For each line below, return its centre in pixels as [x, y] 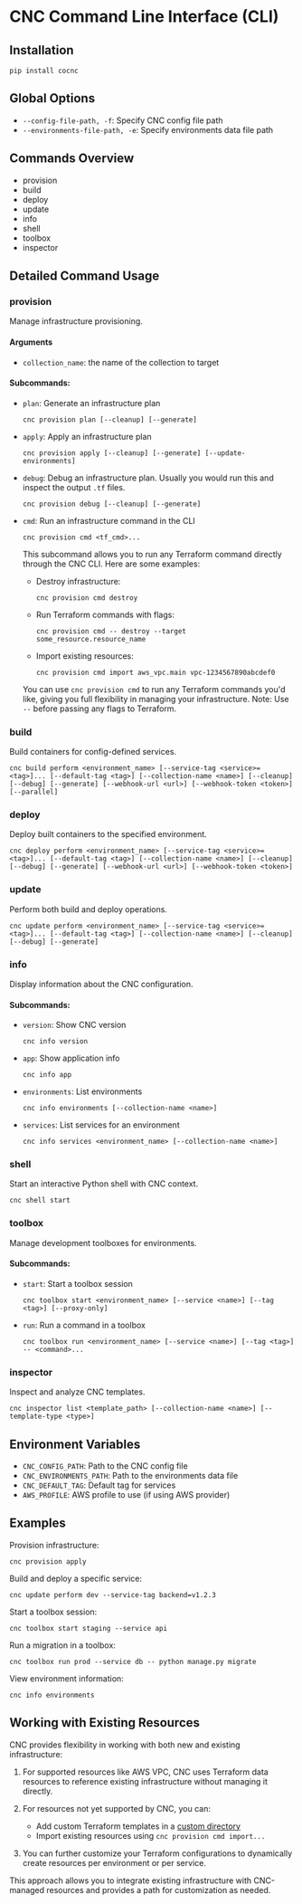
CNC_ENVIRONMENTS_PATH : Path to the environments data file [130, 1476]
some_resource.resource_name [91, 639]
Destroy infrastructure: [78, 581]
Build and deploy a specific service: [76, 1578]
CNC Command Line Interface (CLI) [144, 17]
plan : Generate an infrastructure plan [91, 403]
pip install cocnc [44, 71]
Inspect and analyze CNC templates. [77, 1392]
